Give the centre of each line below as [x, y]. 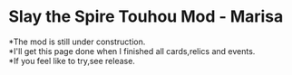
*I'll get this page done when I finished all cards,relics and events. [132, 51]
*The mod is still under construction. [77, 42]
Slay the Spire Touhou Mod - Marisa [146, 17]
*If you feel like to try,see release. [72, 61]
